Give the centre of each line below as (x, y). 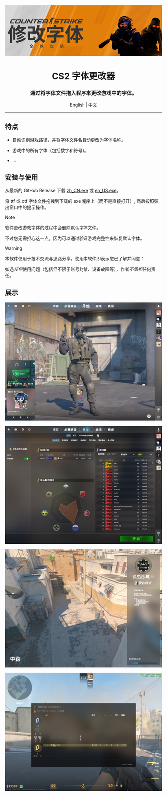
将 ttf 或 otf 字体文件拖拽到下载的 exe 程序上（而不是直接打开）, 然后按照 (80, 201)
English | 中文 (83, 105)
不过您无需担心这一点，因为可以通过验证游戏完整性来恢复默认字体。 (75, 238)
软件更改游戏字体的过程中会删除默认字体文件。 (53, 227)
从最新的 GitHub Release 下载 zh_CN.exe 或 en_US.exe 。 (63, 190)
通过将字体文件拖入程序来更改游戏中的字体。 (83, 93)
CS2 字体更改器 (83, 76)
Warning (14, 248)
